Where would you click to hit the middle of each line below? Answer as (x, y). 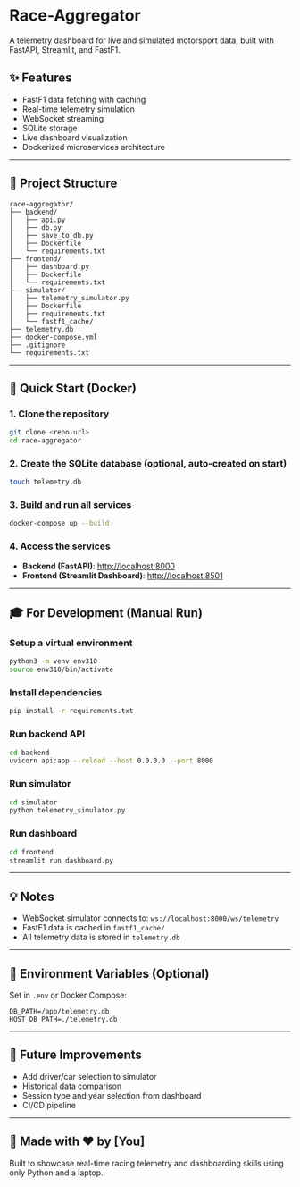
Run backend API (47, 734)
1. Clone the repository (59, 414)
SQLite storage (50, 128)
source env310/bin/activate (62, 670)
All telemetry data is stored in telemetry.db (101, 937)
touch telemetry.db (46, 482)
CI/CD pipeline (49, 1105)
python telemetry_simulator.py (67, 811)
